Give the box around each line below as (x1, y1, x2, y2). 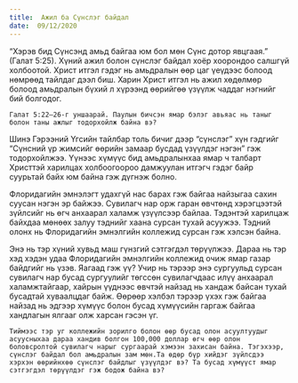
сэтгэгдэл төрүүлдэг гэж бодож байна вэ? (9, 365, 165, 374)
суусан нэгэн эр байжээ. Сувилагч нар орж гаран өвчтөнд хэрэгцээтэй (9, 197, 282, 209)
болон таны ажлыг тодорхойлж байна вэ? (9, 117, 157, 127)
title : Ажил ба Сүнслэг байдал (9, 12, 129, 22)
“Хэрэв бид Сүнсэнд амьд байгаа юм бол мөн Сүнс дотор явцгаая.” (9, 45, 269, 56)
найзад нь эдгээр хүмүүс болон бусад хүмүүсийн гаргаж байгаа (9, 299, 256, 311)
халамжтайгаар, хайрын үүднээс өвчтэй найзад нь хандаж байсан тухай (9, 281, 287, 291)
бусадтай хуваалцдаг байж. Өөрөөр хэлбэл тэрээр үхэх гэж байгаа (9, 291, 267, 301)
